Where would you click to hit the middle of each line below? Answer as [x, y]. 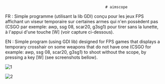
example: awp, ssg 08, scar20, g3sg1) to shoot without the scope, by [76, 52]
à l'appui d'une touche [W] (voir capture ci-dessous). [60, 32]
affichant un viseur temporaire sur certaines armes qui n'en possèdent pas [82, 21]
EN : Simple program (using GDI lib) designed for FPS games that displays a [82, 42]
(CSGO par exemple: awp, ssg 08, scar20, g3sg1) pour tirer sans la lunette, [82, 27]
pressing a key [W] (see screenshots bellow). [51, 57]
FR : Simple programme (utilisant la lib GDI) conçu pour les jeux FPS [75, 16]
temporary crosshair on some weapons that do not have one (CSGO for [78, 47]
